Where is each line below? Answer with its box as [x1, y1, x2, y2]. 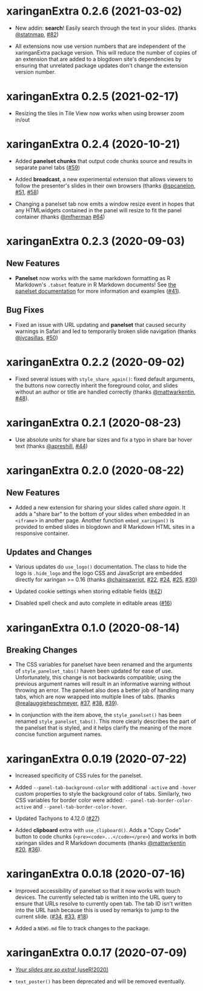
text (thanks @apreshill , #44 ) [15, 442, 88, 449]
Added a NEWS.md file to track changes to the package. [15, 925, 150, 932]
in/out [15, 116, 30, 123]
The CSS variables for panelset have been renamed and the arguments [15, 661, 193, 668]
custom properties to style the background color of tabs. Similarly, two [15, 790, 191, 798]
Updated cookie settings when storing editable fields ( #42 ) [15, 588, 162, 595]
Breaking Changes [6, 645, 78, 655]
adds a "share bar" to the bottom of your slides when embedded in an [15, 510, 190, 517]
